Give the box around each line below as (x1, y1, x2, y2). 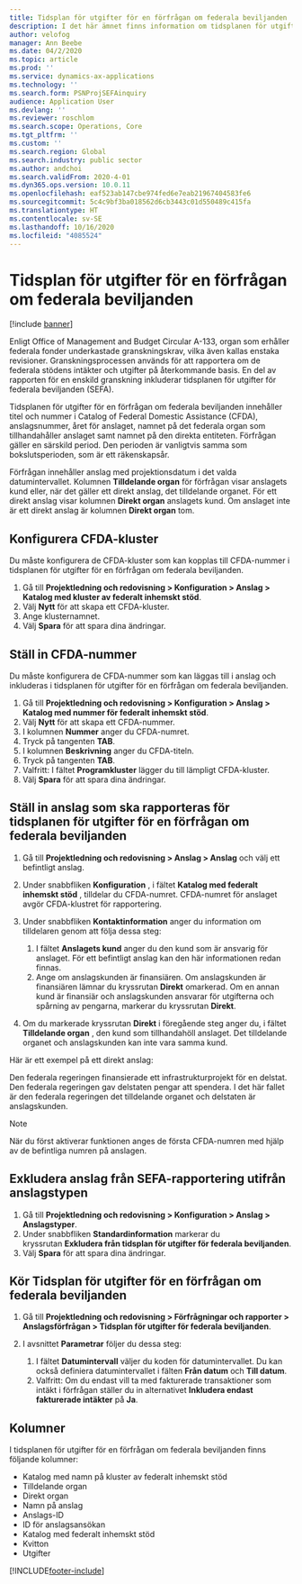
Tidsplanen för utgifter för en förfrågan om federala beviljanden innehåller (9, 402, 283, 413)
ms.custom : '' (9, 139, 63, 148)
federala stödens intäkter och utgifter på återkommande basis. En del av (9, 365, 277, 376)
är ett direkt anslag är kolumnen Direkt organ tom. (9, 505, 195, 516)
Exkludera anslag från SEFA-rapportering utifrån (9, 1171, 286, 1187)
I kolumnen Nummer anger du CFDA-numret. (22, 726, 191, 737)
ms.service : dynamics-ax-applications (9, 72, 155, 81)
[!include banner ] (9, 319, 74, 330)
